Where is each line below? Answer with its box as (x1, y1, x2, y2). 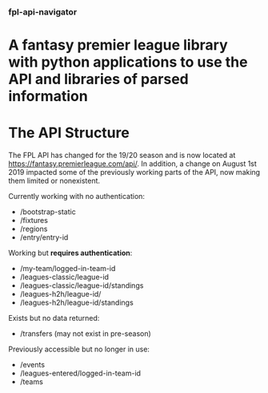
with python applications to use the (8, 53, 248, 71)
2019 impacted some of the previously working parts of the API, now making (8, 168, 261, 177)
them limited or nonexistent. (8, 176, 101, 186)
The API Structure (8, 124, 130, 142)
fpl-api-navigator (8, 6, 78, 18)
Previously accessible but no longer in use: (8, 344, 150, 355)
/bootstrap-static (19, 207, 76, 217)
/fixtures (19, 216, 48, 225)
